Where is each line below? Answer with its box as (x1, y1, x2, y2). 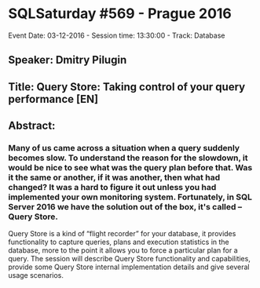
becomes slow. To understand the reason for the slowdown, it (8, 152, 248, 163)
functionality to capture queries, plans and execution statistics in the (8, 237, 229, 247)
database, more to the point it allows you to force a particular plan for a (8, 246, 238, 255)
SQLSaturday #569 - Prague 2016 (8, 5, 232, 23)
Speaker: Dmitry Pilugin (8, 53, 127, 67)
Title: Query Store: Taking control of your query (8, 80, 246, 93)
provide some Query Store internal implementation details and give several (8, 262, 250, 272)
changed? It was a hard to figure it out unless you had (8, 182, 217, 193)
